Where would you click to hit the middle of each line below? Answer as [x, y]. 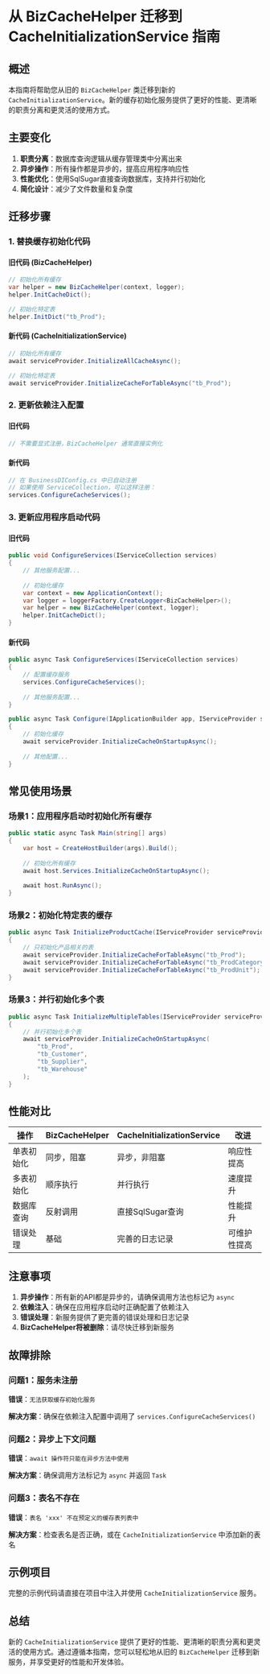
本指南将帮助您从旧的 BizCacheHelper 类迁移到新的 [92, 90]
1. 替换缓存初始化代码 [49, 242]
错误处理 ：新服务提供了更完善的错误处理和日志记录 [104, 1317]
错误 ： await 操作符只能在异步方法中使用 [69, 1458]
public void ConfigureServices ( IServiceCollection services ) [113, 556]
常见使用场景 [40, 791]
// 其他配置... [46, 756]
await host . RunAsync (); [63, 886]
